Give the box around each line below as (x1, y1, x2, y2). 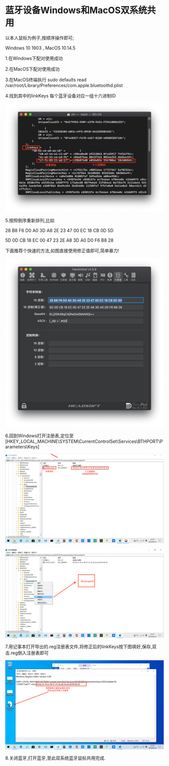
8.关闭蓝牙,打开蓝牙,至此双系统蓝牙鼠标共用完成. (5, 755, 106, 761)
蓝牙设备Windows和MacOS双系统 (5, 5, 147, 16)
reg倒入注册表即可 (11, 650, 49, 656)
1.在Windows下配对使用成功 (5, 55, 63, 61)
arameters (5, 444, 27, 450)
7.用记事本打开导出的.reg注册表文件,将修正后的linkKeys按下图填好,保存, (5, 643, 152, 650)
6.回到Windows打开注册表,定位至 (5, 433, 74, 439)
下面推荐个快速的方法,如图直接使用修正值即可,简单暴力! (5, 247, 120, 253)
